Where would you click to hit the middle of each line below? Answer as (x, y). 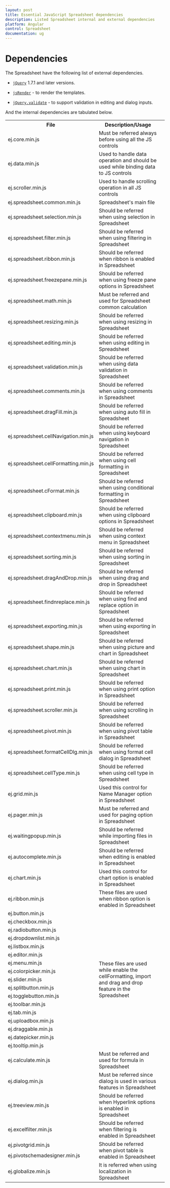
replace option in (119, 605)
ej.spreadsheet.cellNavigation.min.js (51, 436)
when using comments (125, 391)
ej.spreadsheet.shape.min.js (41, 647)
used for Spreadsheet (124, 300)
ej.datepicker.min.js (31, 1037)
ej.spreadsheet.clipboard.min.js (45, 515)
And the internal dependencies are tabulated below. (59, 112)
